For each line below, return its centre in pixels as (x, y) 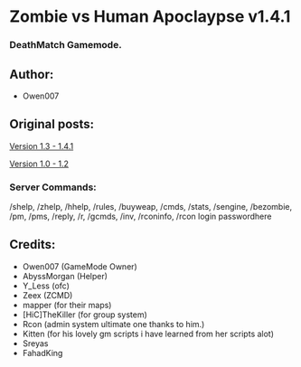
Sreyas (35, 343)
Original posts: (52, 124)
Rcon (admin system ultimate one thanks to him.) (113, 324)
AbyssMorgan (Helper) (65, 276)
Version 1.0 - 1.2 (39, 164)
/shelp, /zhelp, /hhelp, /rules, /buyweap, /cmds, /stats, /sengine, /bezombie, (150, 207)
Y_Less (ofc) (46, 286)
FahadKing (42, 353)
